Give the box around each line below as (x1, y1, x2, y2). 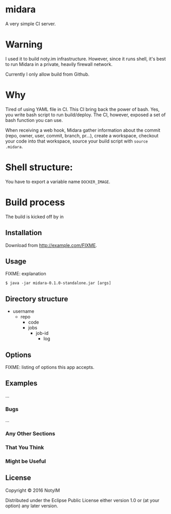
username (12, 308, 34, 314)
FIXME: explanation (5, 271, 46, 277)
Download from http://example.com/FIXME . (5, 242, 98, 248)
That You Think (5, 444, 44, 451)
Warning (5, 39, 43, 50)
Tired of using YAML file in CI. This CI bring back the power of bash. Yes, (5, 106, 160, 112)
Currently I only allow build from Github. (5, 71, 90, 77)
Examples (5, 379, 37, 388)
